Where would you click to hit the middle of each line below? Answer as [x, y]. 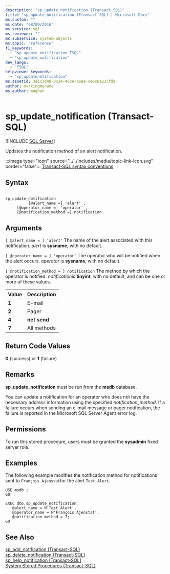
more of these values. [28, 282]
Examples [21, 463]
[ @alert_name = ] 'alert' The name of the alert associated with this [79, 240]
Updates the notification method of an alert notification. [64, 151]
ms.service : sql [23, 29]
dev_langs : [17, 62]
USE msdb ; [17, 490]
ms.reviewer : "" [23, 34]
